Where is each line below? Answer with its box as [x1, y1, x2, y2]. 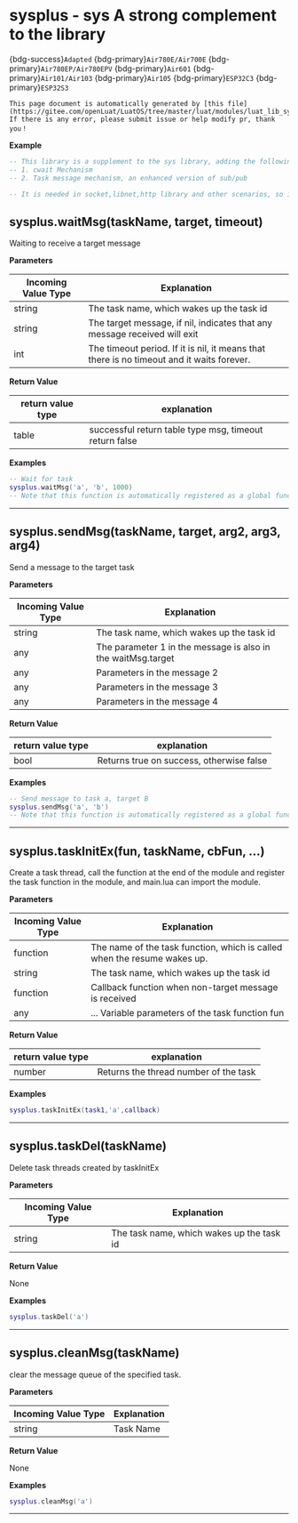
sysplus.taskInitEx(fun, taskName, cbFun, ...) [9, 843, 265, 858]
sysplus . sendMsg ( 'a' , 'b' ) [9, 802, 109, 811]
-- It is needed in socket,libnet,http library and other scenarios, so [9, 189, 284, 198]
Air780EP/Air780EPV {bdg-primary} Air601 [40, 63, 192, 74]
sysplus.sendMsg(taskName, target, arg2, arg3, [9, 524, 281, 539]
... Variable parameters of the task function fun [90, 1007, 285, 1019]
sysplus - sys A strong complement [9, 5, 277, 26]
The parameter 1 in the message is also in [96, 641, 271, 653]
